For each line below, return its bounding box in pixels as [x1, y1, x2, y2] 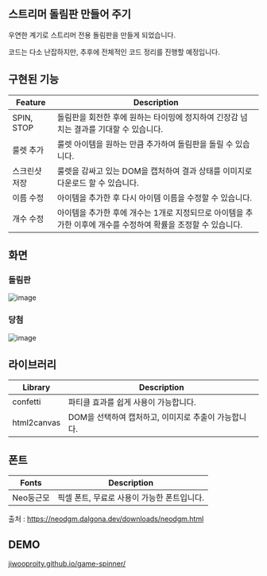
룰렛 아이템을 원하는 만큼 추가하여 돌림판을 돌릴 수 [56, 138, 234, 150]
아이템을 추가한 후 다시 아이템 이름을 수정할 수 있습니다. [56, 192, 253, 203]
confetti [12, 396, 41, 407]
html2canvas [12, 417, 61, 428]
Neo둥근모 [12, 492, 50, 504]
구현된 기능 [8, 72, 60, 86]
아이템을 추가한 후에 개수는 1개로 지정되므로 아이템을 [56, 207, 244, 218]
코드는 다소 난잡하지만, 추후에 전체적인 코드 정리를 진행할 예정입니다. [8, 47, 220, 56]
